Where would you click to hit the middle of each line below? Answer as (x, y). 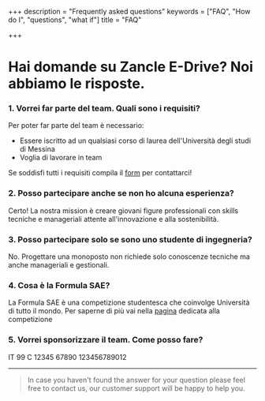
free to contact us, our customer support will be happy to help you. (136, 388)
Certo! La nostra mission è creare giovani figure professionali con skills (123, 210)
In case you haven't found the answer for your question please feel (136, 380)
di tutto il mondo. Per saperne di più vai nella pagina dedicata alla (114, 311)
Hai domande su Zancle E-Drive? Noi (131, 67)
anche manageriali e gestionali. (59, 265)
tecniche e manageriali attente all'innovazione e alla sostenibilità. (114, 219)
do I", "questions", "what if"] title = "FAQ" (75, 20)
